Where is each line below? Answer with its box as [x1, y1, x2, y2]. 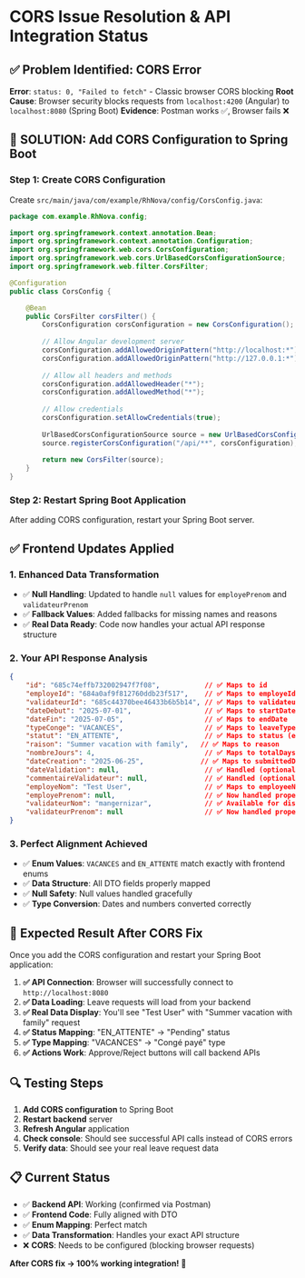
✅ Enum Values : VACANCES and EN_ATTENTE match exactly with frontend [22, 858, 286, 869]
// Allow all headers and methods [42, 371, 172, 380]
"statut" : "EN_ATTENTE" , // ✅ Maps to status [25, 732, 284, 741]
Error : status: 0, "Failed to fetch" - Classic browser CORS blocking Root [9, 86, 294, 96]
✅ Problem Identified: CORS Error [9, 62, 202, 77]
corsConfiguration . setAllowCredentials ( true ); [42, 414, 221, 423]
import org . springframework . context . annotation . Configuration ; [9, 236, 254, 246]
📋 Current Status [9, 1170, 111, 1185]
